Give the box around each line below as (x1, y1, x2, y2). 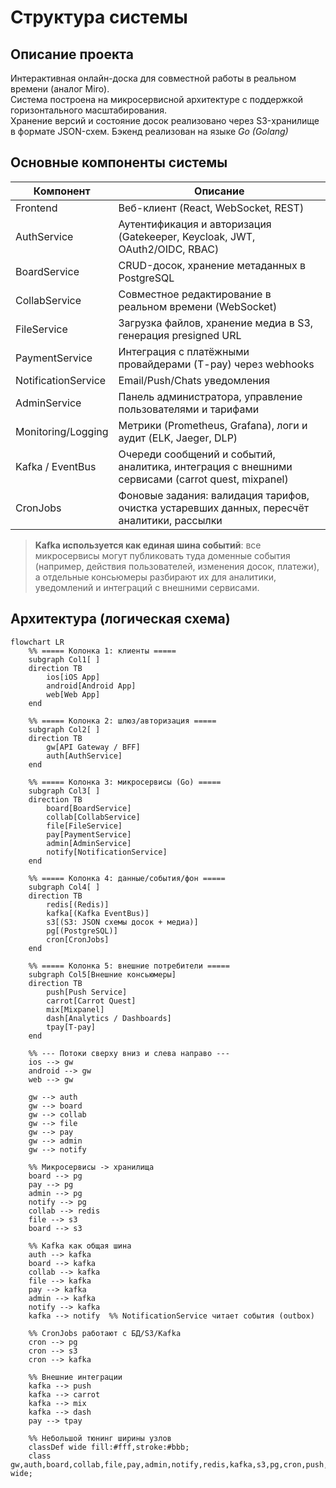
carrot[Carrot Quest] (46, 996, 137, 1006)
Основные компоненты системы (10, 154, 228, 171)
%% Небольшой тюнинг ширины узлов (28, 1433, 172, 1443)
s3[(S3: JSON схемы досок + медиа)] (46, 917, 199, 927)
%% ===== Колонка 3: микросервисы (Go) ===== (28, 777, 222, 787)
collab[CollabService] (46, 812, 141, 822)
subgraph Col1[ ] (28, 654, 101, 665)
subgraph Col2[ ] (28, 724, 101, 735)
